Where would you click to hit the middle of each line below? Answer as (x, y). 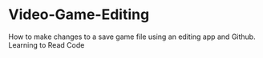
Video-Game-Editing (79, 15)
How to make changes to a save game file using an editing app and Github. (132, 37)
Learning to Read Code (47, 44)
